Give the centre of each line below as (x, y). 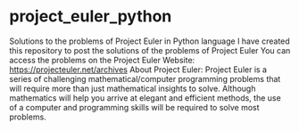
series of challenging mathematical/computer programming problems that (145, 78)
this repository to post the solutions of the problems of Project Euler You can (150, 50)
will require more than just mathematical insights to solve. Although (133, 88)
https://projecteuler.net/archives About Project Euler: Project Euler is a (138, 70)
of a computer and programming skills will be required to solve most (135, 107)
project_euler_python (91, 16)
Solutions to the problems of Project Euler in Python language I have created (149, 41)
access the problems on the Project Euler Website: (102, 60)
